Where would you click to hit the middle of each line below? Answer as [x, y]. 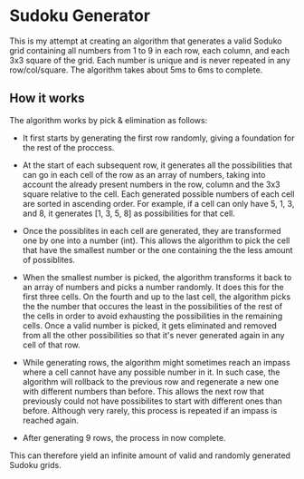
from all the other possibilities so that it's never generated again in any [153, 335]
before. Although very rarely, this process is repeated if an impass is [150, 410]
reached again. [50, 420]
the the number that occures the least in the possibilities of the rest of [152, 306]
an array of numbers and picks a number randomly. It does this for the [153, 287]
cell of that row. [52, 345]
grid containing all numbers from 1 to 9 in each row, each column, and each [150, 50]
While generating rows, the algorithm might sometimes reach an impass [157, 362]
